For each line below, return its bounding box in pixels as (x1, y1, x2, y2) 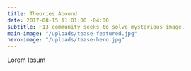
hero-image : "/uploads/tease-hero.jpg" (7, 37, 125, 44)
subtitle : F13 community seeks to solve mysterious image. (7, 23, 185, 30)
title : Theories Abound (7, 10, 78, 18)
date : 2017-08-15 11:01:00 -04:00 (7, 17, 110, 24)
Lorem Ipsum (7, 56, 46, 64)
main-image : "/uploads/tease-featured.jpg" (7, 30, 138, 37)
